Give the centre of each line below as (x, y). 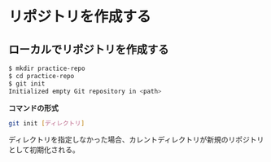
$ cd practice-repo (42, 76)
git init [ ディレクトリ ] (47, 123)
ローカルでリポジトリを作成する (89, 49)
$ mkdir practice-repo (47, 68)
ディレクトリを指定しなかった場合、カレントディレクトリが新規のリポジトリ (136, 140)
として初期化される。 (44, 150)
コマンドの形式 (33, 107)
